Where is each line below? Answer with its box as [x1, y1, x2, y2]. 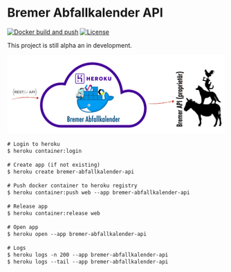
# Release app [7, 203, 48, 210]
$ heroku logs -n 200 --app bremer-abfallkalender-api [7, 251, 169, 258]
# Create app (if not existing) [7, 161, 100, 168]
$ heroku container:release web [7, 210, 100, 217]
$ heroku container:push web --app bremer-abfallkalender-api [7, 189, 190, 196]
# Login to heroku [7, 140, 60, 147]
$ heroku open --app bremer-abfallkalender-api [7, 230, 147, 237]
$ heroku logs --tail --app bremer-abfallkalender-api [7, 258, 169, 265]
